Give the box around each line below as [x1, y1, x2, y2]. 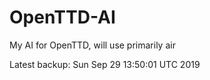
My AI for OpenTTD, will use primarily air [9, 39, 176, 51]
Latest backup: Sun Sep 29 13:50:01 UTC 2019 [9, 58, 201, 70]
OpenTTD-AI [9, 6, 116, 29]
